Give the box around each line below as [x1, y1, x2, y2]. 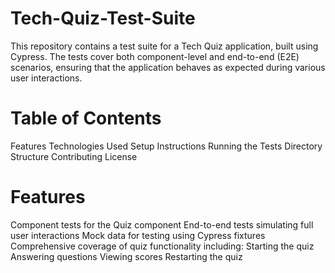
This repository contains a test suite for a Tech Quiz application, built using [10, 40, 319, 52]
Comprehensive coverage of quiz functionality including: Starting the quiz [10, 240, 315, 252]
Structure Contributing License [10, 150, 138, 162]
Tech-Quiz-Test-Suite [10, 7, 196, 30]
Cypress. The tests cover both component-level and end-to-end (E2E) [10, 50, 300, 62]
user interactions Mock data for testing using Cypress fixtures [10, 229, 266, 241]
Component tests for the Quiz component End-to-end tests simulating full [10, 218, 314, 231]
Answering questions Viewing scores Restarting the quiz [10, 250, 243, 262]
